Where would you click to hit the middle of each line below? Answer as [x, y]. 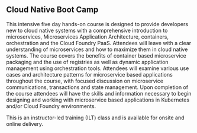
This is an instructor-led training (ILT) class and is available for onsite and [95, 118]
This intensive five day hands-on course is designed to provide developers [97, 24]
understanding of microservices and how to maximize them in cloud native [97, 49]
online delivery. [25, 123]
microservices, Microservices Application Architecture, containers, [88, 37]
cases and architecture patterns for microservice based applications [89, 74]
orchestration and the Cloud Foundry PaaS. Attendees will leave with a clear [99, 43]
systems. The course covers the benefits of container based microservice [96, 55]
